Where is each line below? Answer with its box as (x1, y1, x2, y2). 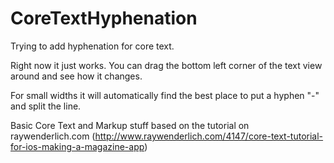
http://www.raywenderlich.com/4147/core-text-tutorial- (94, 130, 324, 142)
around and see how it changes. (10, 70, 143, 82)
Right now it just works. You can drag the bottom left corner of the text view (10, 59, 323, 71)
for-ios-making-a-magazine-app (10, 140, 145, 152)
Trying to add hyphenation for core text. (10, 40, 175, 52)
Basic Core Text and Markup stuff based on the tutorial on (10, 119, 250, 131)
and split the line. (10, 100, 82, 112)
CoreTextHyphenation (10, 7, 198, 30)
